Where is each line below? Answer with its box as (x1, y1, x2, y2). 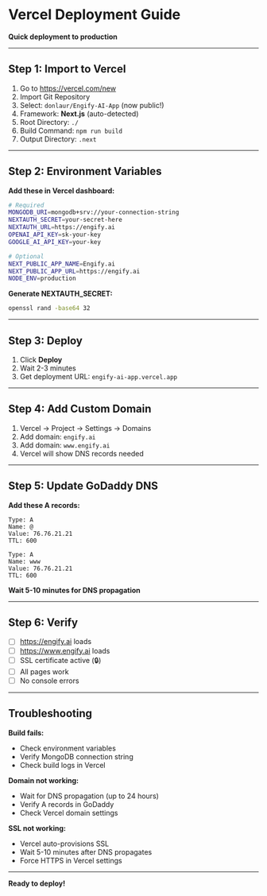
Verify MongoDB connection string (19, 751, 133, 761)
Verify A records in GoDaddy (19, 799, 114, 809)
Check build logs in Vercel (19, 760, 106, 770)
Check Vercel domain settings (19, 808, 118, 817)
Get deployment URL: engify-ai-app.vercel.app (19, 372, 177, 381)
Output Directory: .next (19, 134, 97, 144)
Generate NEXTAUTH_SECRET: (8, 289, 113, 299)
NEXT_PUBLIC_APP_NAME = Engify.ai (8, 260, 115, 268)
